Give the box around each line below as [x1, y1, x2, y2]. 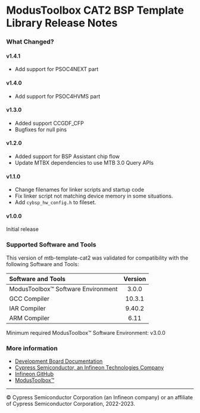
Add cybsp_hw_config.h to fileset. [14, 199, 96, 206]
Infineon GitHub [14, 370, 54, 377]
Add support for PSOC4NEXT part [14, 66, 99, 73]
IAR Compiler [9, 304, 46, 312]
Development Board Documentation [14, 357, 103, 365]
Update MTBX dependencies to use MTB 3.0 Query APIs [14, 159, 154, 166]
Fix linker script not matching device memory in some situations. [14, 192, 173, 200]
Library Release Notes [6, 16, 118, 30]
